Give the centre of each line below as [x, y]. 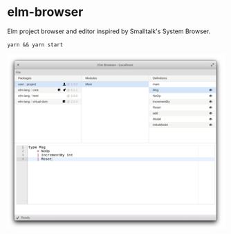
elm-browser [45, 12]
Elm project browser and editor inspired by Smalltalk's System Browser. [109, 31]
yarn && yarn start [35, 45]
